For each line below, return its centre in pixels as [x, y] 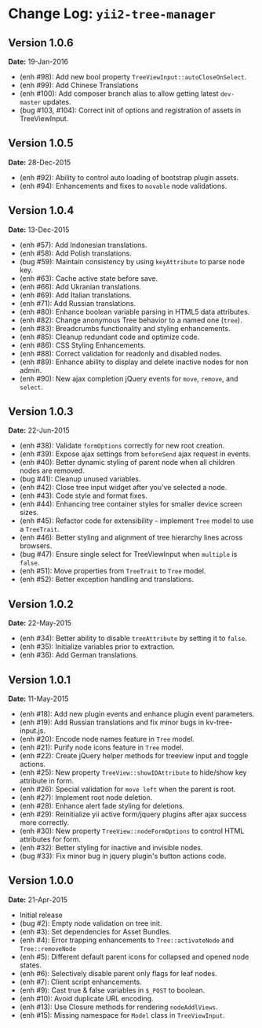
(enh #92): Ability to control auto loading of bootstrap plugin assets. [129, 177]
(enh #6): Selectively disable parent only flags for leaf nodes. [118, 973]
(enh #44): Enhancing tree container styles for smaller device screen [131, 504]
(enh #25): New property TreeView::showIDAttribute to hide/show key [133, 772]
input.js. [32, 731]
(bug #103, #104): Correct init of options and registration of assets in [130, 110]
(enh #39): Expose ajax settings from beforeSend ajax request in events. [135, 454]
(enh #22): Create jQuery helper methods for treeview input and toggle [134, 756]
